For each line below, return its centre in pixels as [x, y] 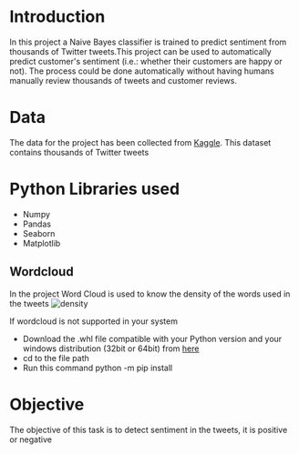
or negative [31, 439]
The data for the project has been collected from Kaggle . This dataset [140, 142]
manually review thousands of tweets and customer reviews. [123, 80]
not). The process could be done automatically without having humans [142, 71]
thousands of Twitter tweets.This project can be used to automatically [140, 51]
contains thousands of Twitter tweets [79, 152]
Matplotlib [41, 243]
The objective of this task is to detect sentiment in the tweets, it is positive [149, 429]
